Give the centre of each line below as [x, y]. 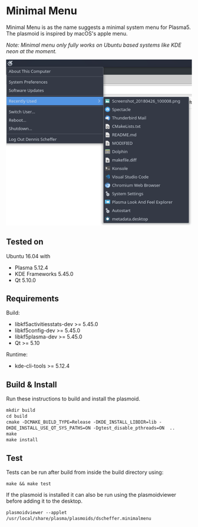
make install [22, 440]
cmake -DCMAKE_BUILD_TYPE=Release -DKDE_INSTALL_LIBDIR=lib [82, 422]
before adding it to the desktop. [44, 501]
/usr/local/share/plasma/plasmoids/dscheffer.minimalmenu [79, 518]
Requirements [32, 299]
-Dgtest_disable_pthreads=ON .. [134, 428]
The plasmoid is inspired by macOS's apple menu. [67, 33]
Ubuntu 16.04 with [28, 256]
